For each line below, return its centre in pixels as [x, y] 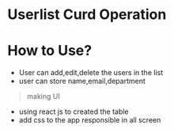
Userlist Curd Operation [87, 15]
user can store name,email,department [82, 81]
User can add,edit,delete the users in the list [91, 73]
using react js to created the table [74, 111]
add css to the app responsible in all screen [90, 120]
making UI [43, 96]
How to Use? [50, 51]
